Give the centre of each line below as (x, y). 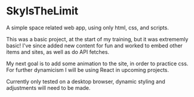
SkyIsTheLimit (42, 11)
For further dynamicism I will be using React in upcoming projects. (87, 69)
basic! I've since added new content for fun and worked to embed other (95, 46)
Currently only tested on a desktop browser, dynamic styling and (86, 81)
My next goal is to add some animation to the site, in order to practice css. (97, 63)
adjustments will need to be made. (48, 87)
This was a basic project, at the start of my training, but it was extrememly (97, 39)
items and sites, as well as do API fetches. (58, 51)
